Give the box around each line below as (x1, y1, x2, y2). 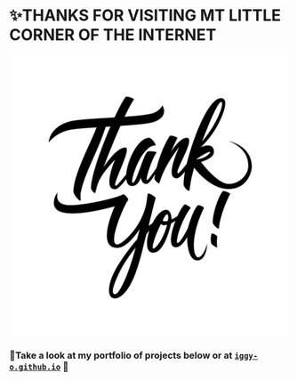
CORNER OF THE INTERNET (9, 25, 217, 45)
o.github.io (9, 361, 61, 372)
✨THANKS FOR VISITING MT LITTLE (9, 5, 282, 26)
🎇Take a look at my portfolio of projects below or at (9, 349, 233, 361)
